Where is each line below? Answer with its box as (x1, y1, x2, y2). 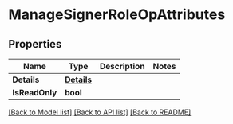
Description (99, 61, 145, 72)
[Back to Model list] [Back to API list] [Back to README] (8, 107, 192, 117)
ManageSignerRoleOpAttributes (8, 6, 226, 24)
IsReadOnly (12, 87, 57, 98)
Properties (8, 37, 62, 51)
